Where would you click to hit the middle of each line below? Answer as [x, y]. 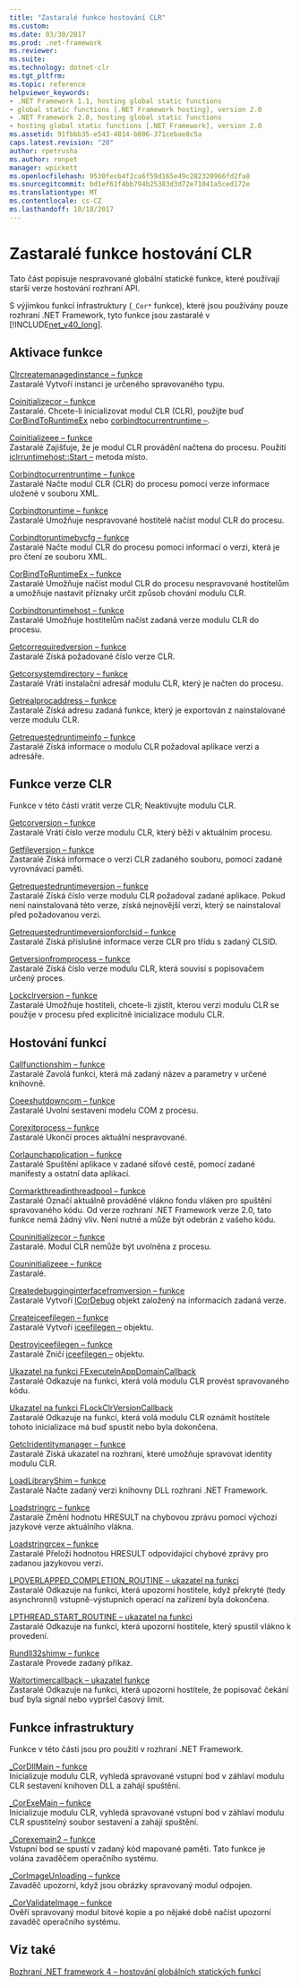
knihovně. [28, 1084]
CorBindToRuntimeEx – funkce [65, 574]
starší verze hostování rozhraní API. [75, 288]
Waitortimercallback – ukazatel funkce [80, 1680]
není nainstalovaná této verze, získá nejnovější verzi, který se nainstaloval [145, 906]
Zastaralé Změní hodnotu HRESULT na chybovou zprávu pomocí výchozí [143, 1517]
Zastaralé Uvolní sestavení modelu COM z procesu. [104, 1110]
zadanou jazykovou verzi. [56, 1563]
